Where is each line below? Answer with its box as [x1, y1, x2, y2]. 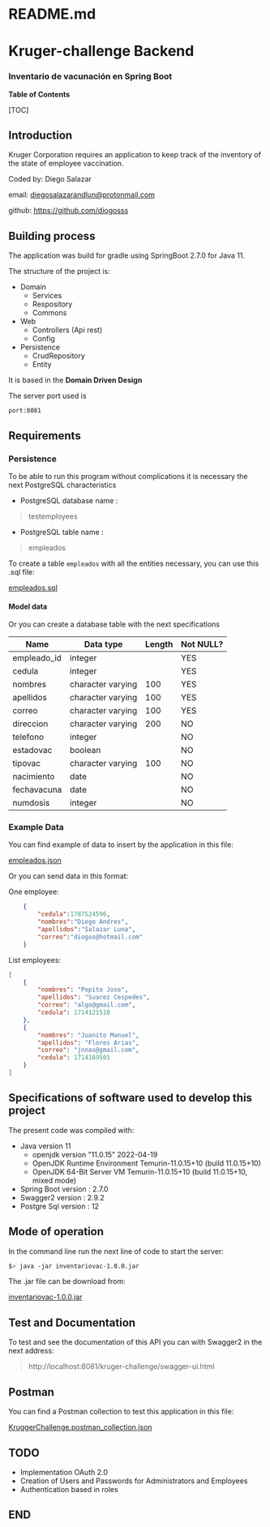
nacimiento [12, 771, 55, 782]
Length [144, 639, 174, 650]
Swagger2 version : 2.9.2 [19, 1192, 105, 1202]
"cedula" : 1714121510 [37, 1008, 111, 1017]
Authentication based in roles [19, 1484, 119, 1494]
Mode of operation [8, 1225, 104, 1238]
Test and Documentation [8, 1315, 136, 1329]
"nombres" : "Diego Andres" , [37, 917, 129, 926]
